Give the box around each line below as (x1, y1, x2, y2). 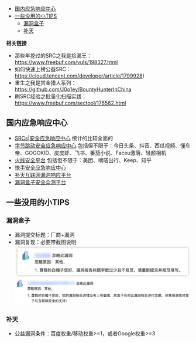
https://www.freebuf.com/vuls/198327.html (14, 59, 118, 66)
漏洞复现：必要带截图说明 (14, 238, 77, 246)
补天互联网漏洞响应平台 (14, 171, 71, 178)
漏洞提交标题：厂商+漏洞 (14, 231, 75, 238)
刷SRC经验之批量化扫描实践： (14, 93, 87, 100)
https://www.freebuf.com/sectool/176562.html (14, 99, 126, 106)
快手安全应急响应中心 (14, 164, 66, 171)
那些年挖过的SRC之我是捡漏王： (14, 52, 92, 59)
